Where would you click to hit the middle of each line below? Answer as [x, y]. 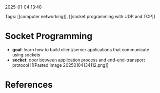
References [29, 85]
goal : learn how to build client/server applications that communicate [81, 49]
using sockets [26, 55]
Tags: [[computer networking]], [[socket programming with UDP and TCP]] [80, 16]
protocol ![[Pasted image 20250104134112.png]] [60, 65]
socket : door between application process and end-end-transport [79, 60]
